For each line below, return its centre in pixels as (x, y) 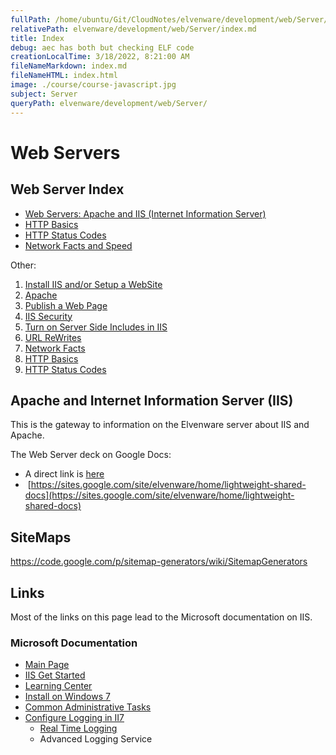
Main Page (47, 665)
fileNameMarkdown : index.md (69, 66)
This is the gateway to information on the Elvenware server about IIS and (160, 425)
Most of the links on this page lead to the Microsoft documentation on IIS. (161, 617)
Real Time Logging (78, 728)
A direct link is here (64, 474)
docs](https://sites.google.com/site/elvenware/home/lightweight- (159, 495)
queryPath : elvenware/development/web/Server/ (109, 103)
